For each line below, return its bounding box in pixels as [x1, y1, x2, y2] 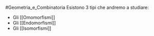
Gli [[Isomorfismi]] [12, 25, 51, 31]
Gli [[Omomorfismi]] [12, 14, 55, 20]
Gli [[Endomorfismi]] [12, 20, 56, 26]
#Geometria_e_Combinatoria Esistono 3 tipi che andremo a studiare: [5, 5, 149, 10]
